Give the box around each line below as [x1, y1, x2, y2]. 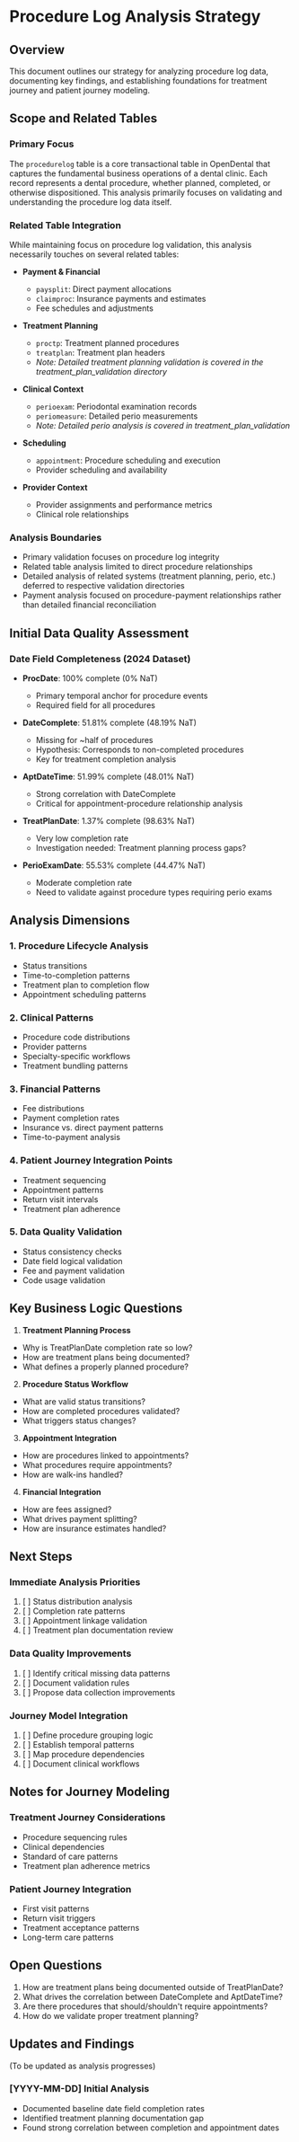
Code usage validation [22, 1274, 106, 1286]
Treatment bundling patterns [22, 1060, 128, 1071]
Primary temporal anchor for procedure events [35, 690, 208, 701]
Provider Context [22, 482, 88, 492]
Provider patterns [22, 1040, 88, 1052]
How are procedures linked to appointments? [22, 1449, 189, 1461]
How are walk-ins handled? [22, 1469, 124, 1480]
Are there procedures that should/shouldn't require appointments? [22, 2001, 268, 2012]
